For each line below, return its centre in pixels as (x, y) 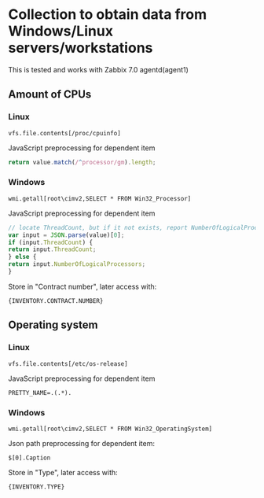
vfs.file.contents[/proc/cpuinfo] (65, 133)
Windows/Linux (61, 31)
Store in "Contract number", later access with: (82, 286)
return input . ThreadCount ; (52, 249)
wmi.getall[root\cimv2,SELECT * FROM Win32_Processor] (100, 198)
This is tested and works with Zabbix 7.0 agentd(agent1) (98, 69)
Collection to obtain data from (107, 15)
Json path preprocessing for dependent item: (82, 443)
